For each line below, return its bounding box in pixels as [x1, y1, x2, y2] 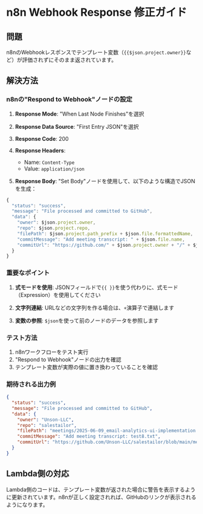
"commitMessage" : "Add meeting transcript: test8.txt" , [17, 434, 161, 440]
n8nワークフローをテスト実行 [14, 348, 89, 356]
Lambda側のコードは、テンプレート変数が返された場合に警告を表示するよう [6, 486, 196, 493]
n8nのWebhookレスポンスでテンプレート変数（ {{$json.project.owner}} [6, 49, 186, 56]
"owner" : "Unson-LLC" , [17, 417, 74, 423]
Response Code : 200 [14, 135, 69, 142]
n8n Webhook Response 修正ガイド [6, 5, 187, 19]
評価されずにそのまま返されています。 [22, 56, 117, 63]
